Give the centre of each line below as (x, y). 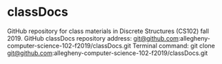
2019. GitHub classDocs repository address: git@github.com (93, 38)
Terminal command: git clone (174, 45)
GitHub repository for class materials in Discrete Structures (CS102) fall (108, 31)
